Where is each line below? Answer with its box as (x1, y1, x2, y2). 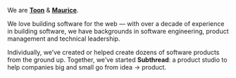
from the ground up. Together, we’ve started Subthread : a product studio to (7, 56, 228, 64)
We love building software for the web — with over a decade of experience (7, 20, 225, 27)
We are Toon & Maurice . (7, 6, 79, 14)
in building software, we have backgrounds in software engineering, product (7, 27, 229, 35)
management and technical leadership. (7, 34, 120, 43)
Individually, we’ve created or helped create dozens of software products (7, 48, 220, 56)
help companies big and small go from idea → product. (7, 63, 167, 71)
